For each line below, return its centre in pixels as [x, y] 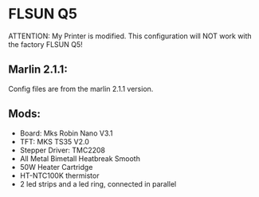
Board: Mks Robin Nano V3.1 [66, 133]
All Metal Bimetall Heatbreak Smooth [80, 158]
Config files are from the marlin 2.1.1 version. [81, 89]
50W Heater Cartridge [56, 167]
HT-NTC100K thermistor [59, 175]
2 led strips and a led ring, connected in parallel [98, 183]
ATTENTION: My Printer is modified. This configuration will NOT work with [130, 36]
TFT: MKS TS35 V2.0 [55, 141]
